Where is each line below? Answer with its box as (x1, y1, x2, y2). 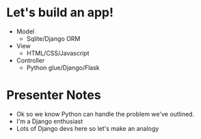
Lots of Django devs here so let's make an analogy (16, 124, 159, 132)
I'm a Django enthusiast (16, 117, 83, 125)
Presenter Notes (6, 87, 101, 103)
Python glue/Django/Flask (26, 63, 100, 72)
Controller (16, 56, 45, 64)
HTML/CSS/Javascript (26, 49, 90, 57)
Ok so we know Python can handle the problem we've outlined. (16, 110, 195, 118)
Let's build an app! (6, 5, 114, 20)
